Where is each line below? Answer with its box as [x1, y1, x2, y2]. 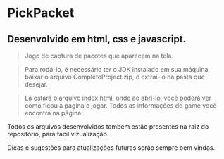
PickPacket [7, 5, 75, 21]
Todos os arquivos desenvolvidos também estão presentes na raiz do [7, 122, 209, 131]
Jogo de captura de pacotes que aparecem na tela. [24, 51, 174, 60]
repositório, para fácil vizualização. [7, 130, 109, 138]
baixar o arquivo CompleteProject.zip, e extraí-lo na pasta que [24, 72, 206, 81]
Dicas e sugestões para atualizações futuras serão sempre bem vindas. [7, 144, 216, 152]
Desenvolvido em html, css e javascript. [7, 33, 187, 45]
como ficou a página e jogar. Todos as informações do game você [24, 101, 217, 110]
